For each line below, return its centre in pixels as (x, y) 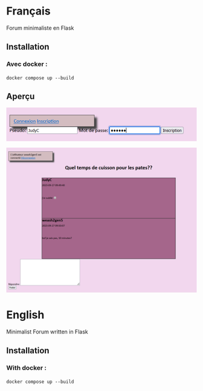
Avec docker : (27, 64)
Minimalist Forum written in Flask (47, 332)
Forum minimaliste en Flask (40, 28)
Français (28, 11)
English (25, 315)
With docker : (27, 368)
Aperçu (21, 97)
